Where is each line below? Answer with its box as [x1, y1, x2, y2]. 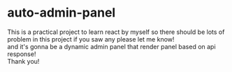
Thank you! [7, 57, 40, 65]
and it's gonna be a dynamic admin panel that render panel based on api [7, 42, 216, 51]
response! [7, 50, 36, 58]
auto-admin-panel [7, 5, 116, 21]
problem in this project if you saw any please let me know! [7, 35, 175, 43]
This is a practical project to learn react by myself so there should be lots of [7, 28, 225, 36]
